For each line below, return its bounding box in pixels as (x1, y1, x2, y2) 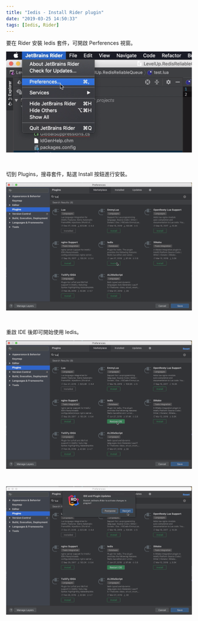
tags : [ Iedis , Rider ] (6, 22, 60, 28)
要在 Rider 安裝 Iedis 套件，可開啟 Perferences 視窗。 (6, 39, 136, 47)
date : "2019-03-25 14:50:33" (6, 15, 78, 22)
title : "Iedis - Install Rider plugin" (6, 9, 104, 15)
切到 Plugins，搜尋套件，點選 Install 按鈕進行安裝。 (6, 170, 131, 177)
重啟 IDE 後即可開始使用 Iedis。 (6, 328, 82, 335)
